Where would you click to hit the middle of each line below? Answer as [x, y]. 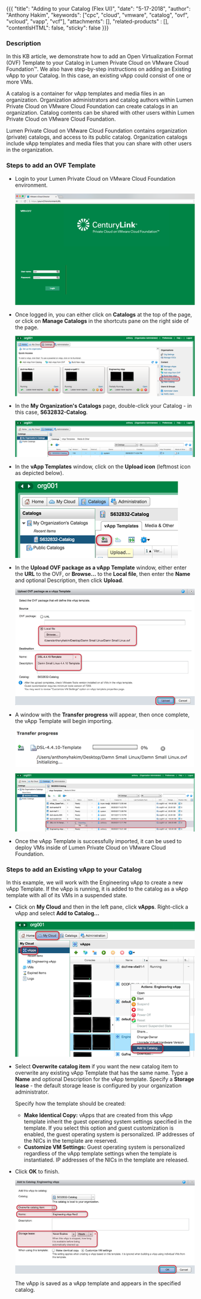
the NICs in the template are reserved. [71, 1140]
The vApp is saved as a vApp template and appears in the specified [98, 1283]
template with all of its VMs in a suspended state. [67, 895]
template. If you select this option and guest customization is [99, 1128]
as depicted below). [39, 473]
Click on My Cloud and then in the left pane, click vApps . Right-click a [101, 907]
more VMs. [20, 82]
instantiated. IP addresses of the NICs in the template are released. [106, 1160]
